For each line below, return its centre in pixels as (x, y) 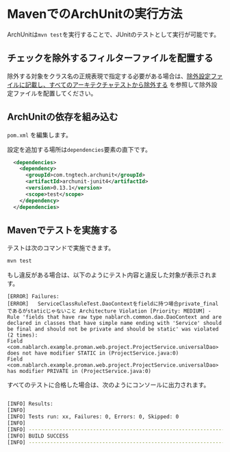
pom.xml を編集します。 (39, 135)
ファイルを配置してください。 (55, 93)
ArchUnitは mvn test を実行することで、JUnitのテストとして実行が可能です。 (114, 34)
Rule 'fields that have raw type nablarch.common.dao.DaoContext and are (115, 317)
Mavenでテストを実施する (63, 230)
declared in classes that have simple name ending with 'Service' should (115, 324)
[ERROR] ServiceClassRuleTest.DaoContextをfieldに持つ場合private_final (113, 304)
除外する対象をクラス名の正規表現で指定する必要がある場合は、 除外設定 (109, 76)
